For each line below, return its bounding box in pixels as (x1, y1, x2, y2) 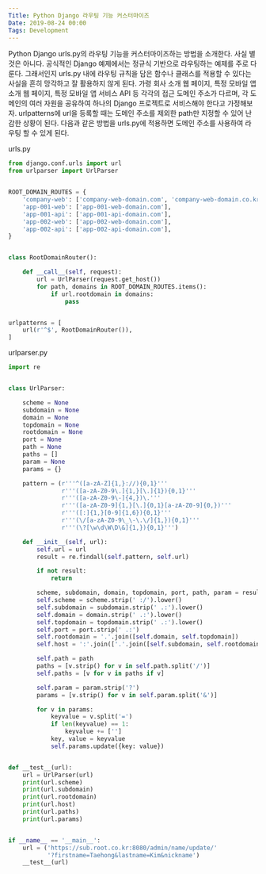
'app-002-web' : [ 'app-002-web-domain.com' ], (22, 217, 172, 226)
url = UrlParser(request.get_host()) (36, 275, 161, 283)
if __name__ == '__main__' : (8, 836, 101, 845)
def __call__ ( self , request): (22, 268, 123, 276)
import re (8, 363, 41, 371)
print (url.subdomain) (22, 786, 93, 794)
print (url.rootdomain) (22, 793, 97, 801)
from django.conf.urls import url (8, 159, 123, 167)
